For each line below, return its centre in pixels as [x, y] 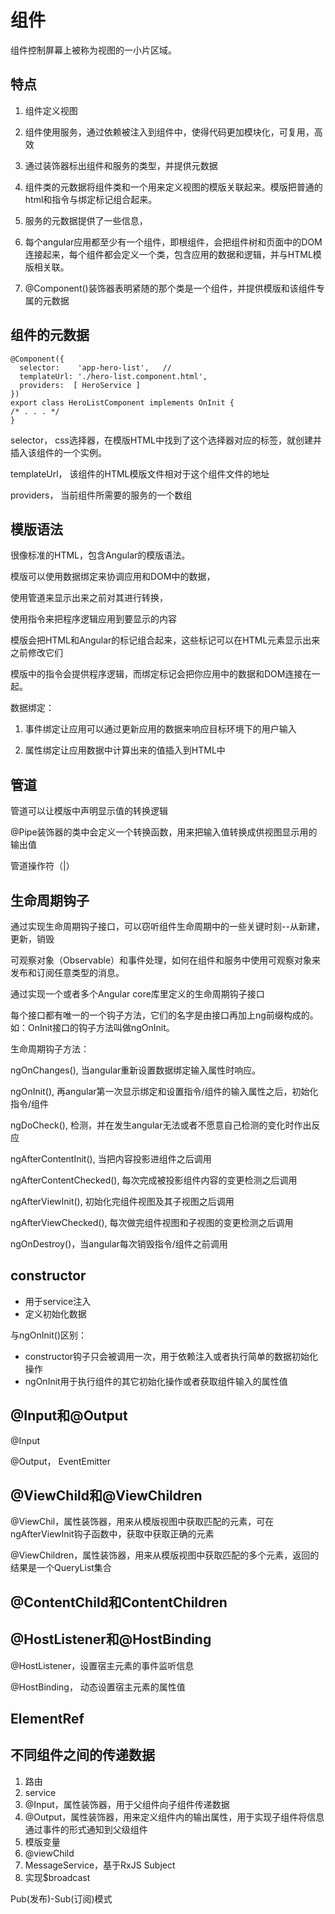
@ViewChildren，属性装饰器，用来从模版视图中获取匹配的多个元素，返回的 [165, 1555]
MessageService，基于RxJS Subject [100, 1865]
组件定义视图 [51, 110]
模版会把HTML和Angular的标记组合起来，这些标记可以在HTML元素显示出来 [165, 640]
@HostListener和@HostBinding [111, 1639]
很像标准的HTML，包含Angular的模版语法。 [100, 555]
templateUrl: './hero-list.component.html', [113, 376]
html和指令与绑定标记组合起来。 [91, 199]
